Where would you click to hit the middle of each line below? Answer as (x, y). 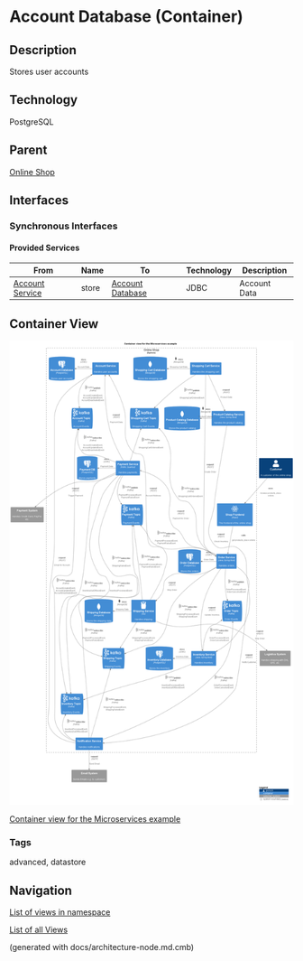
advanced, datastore (48, 862)
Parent (28, 150)
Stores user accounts (49, 71)
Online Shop (32, 172)
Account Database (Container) (126, 17)
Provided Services (45, 247)
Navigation (41, 890)
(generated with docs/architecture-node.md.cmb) (102, 947)
